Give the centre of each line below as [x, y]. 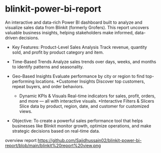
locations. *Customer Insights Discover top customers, [90, 81]
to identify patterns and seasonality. [48, 67]
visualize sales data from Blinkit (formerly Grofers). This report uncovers [77, 27]
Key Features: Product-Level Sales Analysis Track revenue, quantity [80, 47]
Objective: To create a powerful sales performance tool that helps [77, 121]
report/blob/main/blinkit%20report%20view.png [53, 145]
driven [11, 38]
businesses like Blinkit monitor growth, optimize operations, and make [81, 126]
